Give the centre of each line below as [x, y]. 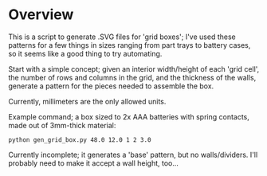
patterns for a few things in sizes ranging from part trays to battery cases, [130, 45]
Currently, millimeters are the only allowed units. [87, 101]
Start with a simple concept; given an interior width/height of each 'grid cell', [134, 68]
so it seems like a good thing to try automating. [85, 53]
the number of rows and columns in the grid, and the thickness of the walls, [132, 77]
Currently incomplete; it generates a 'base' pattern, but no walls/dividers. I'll [133, 154]
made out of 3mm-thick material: [62, 125]
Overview [41, 15]
